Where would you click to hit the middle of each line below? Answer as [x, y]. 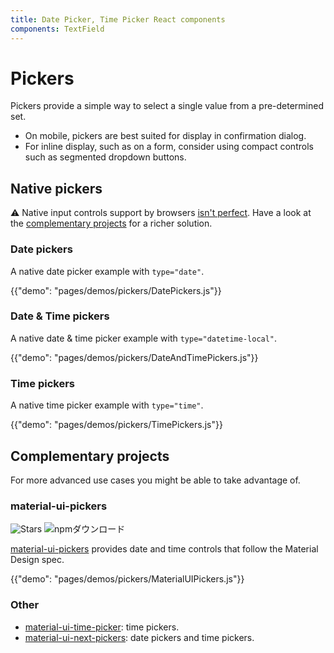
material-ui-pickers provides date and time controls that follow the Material [164, 549]
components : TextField [57, 29]
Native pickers [56, 188]
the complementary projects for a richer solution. [111, 223]
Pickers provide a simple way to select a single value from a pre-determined [167, 106]
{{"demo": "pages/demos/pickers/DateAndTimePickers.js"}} [134, 357]
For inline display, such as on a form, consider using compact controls [169, 147]
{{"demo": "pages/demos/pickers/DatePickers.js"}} [116, 290]
